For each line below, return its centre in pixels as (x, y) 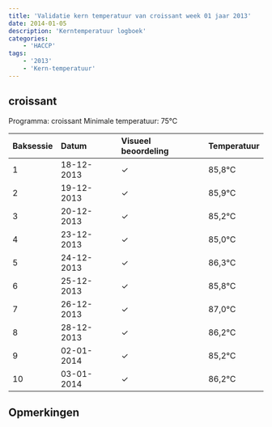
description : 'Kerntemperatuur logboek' (78, 31)
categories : (28, 38)
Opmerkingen (44, 412)
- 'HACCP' (40, 46)
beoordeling (145, 150)
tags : (17, 53)
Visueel (136, 141)
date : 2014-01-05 (38, 23)
